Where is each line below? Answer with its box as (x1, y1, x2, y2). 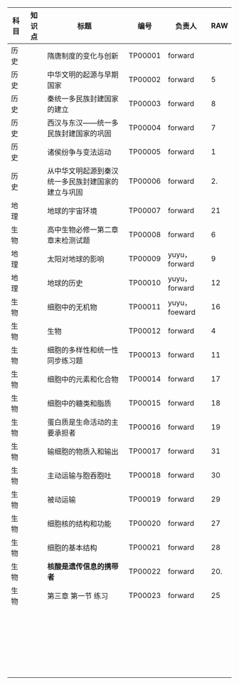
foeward (167, 307, 196, 316)
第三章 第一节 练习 (47, 591, 109, 601)
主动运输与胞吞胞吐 (47, 470, 112, 480)
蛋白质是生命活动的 (47, 417, 112, 427)
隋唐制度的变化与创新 (47, 51, 119, 61)
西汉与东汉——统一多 (47, 118, 119, 128)
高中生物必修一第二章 (47, 225, 119, 235)
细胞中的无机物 (47, 302, 97, 312)
